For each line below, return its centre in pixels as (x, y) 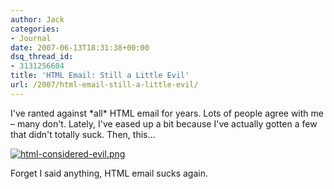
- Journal (31, 38)
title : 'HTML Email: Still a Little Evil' (100, 76)
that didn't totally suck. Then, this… (83, 134)
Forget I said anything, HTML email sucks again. (109, 173)
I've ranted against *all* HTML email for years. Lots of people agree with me (167, 113)
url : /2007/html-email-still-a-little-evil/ (104, 85)
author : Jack (37, 19)
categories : (35, 29)
